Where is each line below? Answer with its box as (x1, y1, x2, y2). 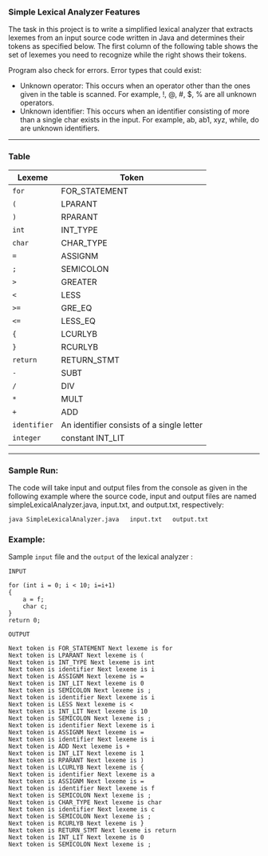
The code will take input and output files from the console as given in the (8, 482, 248, 492)
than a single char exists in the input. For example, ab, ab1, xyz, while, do (19, 115, 259, 125)
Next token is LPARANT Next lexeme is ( (8, 651, 145, 660)
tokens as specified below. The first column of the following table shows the (8, 42, 258, 51)
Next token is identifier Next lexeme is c (8, 806, 156, 814)
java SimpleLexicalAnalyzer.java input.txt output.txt (8, 515, 209, 523)
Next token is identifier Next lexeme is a (8, 770, 156, 778)
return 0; (8, 617, 41, 625)
